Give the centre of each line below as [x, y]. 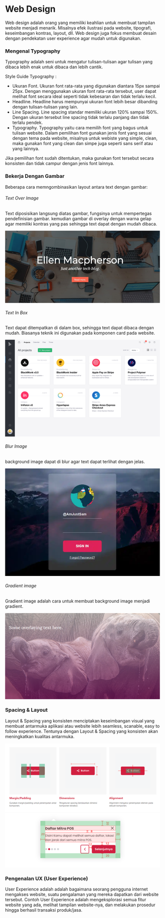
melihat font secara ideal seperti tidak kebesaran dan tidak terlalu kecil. [84, 96]
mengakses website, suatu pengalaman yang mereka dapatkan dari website [82, 894]
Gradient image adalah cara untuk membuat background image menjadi [78, 601]
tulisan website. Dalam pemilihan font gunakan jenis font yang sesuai [82, 133]
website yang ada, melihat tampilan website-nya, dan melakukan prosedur [80, 905]
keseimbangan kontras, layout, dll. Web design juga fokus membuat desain [81, 33]
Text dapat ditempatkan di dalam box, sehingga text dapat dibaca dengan [80, 328]
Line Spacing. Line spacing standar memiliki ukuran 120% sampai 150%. [85, 112]
